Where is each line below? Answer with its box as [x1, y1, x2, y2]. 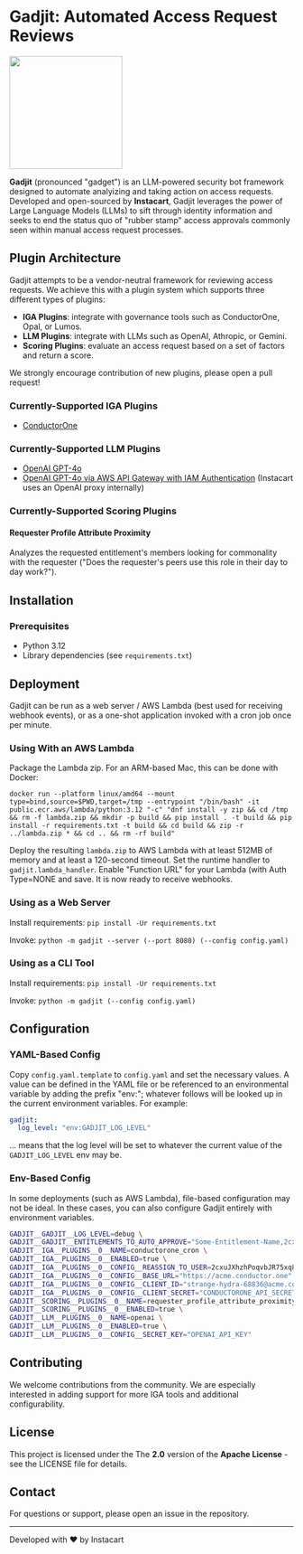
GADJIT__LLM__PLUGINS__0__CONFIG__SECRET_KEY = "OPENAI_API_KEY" [9, 1331, 252, 1340]
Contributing [9, 1355, 83, 1370]
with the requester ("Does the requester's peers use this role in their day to [9, 557, 289, 568]
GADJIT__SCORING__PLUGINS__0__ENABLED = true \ [9, 1304, 183, 1314]
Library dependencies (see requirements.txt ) [22, 650, 193, 661]
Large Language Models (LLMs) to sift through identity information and [9, 205, 273, 216]
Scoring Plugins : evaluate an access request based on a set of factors [22, 340, 286, 351]
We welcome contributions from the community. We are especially [9, 1379, 256, 1389]
